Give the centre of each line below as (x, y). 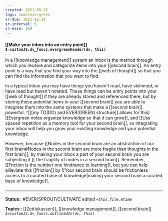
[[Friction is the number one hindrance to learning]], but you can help (76, 165)
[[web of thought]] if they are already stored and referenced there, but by (81, 96)
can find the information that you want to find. (52, 76)
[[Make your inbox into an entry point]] (46, 44)
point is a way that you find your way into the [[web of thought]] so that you (83, 71)
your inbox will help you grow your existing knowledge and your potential (80, 129)
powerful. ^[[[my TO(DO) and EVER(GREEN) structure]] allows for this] (77, 113)
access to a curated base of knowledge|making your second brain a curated (84, 176)
